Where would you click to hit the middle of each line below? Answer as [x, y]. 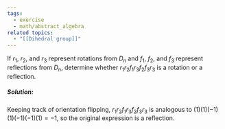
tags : [15, 13]
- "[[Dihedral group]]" [47, 39]
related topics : [30, 33]
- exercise [29, 20]
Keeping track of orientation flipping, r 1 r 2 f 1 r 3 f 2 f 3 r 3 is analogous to [99, 110]
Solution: [21, 92]
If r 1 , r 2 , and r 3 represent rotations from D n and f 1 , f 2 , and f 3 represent [105, 59]
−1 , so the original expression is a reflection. [113, 118]
